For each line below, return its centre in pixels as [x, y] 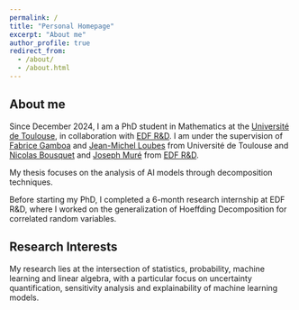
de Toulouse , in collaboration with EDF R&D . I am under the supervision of [146, 135]
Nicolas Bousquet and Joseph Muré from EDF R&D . [104, 155]
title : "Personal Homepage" [62, 26]
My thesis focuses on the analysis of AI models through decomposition [141, 172]
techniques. [31, 182]
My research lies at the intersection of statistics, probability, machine [137, 269]
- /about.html [44, 68]
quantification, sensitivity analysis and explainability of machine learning [144, 287]
